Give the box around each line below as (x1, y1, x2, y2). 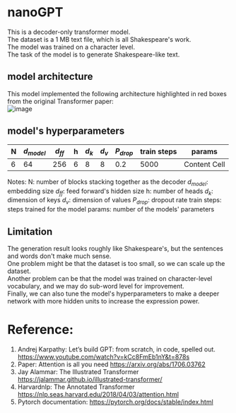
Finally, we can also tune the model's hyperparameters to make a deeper (7, 289, 220, 298)
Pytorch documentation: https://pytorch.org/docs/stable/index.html (17, 397, 213, 406)
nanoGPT (7, 4, 64, 21)
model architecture (7, 71, 93, 83)
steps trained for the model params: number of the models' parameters (7, 205, 215, 214)
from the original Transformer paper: (7, 97, 114, 105)
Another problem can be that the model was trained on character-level (7, 274, 213, 283)
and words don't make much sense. (7, 252, 112, 260)
